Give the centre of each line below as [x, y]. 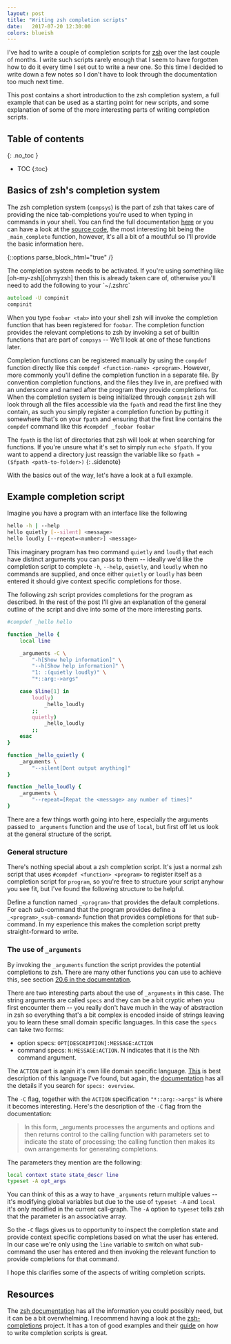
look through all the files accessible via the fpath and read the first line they [114, 404]
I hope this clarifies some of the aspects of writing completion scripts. [106, 1273]
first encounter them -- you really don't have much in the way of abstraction [115, 1007]
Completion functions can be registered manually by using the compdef [107, 360]
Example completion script [66, 497]
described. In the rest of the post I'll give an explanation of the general [107, 602]
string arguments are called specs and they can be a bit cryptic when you [111, 1000]
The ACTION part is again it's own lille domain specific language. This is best [114, 1071]
